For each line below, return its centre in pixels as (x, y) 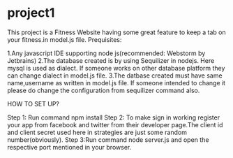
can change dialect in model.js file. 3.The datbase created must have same (115, 76)
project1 (31, 13)
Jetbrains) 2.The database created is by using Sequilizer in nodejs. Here (111, 60)
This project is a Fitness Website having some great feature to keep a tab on (116, 32)
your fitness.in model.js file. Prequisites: (65, 39)
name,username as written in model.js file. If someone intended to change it (116, 82)
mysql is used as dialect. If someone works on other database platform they (116, 68)
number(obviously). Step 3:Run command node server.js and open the (108, 139)
